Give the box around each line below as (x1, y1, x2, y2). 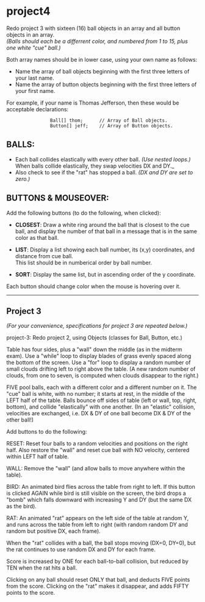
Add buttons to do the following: (6, 428, 87, 436)
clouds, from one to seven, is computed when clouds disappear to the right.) (6, 372, 199, 379)
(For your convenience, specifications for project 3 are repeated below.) (6, 322, 188, 330)
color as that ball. (15, 234, 59, 241)
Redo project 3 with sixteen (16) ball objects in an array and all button (6, 24, 181, 32)
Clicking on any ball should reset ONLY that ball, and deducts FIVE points (6, 576, 190, 584)
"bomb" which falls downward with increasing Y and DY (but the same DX (6, 496, 192, 504)
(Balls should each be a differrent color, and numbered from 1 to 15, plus (6, 37, 188, 45)
